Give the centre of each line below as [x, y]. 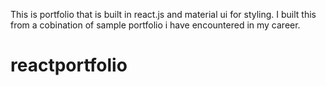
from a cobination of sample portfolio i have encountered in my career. [155, 25]
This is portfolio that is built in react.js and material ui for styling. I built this [163, 14]
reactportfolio [69, 65]
